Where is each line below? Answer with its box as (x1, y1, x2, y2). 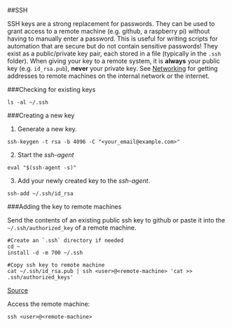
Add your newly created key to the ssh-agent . (17, 177, 151, 185)
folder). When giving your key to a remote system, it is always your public (7, 57, 221, 65)
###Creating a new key (7, 112, 75, 119)
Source (7, 286, 28, 294)
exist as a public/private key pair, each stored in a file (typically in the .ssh (7, 49, 221, 58)
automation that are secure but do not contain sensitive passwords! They (7, 42, 219, 50)
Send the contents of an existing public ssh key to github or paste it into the (7, 216, 226, 224)
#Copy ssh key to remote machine (7, 262, 105, 269)
